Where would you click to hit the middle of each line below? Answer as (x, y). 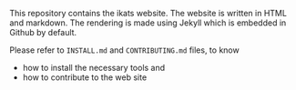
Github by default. (43, 32)
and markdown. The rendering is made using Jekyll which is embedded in (148, 23)
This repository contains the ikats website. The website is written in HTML (148, 13)
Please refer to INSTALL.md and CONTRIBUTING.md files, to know (124, 50)
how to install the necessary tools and (94, 68)
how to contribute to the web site (85, 77)
